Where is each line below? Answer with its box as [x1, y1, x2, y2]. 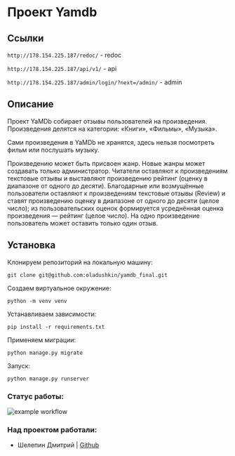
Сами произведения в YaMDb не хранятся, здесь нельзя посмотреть [7, 138, 215, 146]
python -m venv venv [7, 297, 68, 304]
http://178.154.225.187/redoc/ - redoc [7, 51, 122, 59]
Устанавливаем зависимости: [7, 310, 97, 318]
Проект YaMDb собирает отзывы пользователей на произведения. [7, 117, 208, 125]
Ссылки [7, 32, 44, 44]
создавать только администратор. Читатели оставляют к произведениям [7, 167, 228, 175]
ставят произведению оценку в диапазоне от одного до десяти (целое [7, 196, 220, 204]
